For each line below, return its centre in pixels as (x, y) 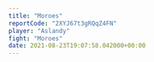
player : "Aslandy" (39, 31)
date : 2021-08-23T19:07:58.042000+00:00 (77, 46)
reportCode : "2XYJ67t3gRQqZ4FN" (62, 23)
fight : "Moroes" (35, 38)
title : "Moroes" (35, 16)
